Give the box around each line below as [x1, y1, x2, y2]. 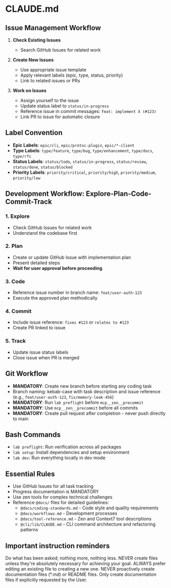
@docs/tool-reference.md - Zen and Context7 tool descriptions [20, 516, 152, 522]
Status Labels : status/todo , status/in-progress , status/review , [12, 158, 148, 164]
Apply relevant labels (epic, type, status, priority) [20, 72, 124, 78]
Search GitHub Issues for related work [20, 47, 101, 53]
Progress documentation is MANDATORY [12, 489, 99, 495]
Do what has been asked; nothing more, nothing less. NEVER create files [5, 555, 158, 561]
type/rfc [12, 154, 32, 159]
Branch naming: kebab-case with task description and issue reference [12, 388, 161, 394]
